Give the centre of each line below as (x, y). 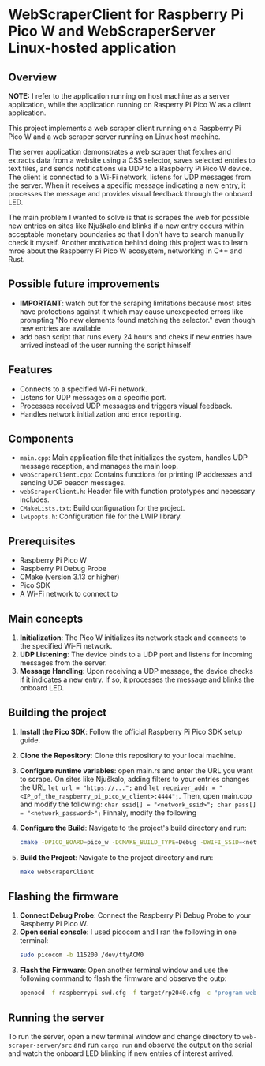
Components (41, 439)
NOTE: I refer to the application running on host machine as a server (119, 96)
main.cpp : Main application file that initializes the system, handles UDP (134, 458)
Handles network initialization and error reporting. (100, 414)
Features (30, 370)
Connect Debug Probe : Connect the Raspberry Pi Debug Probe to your (135, 915)
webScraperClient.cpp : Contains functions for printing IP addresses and (136, 474)
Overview (33, 77)
